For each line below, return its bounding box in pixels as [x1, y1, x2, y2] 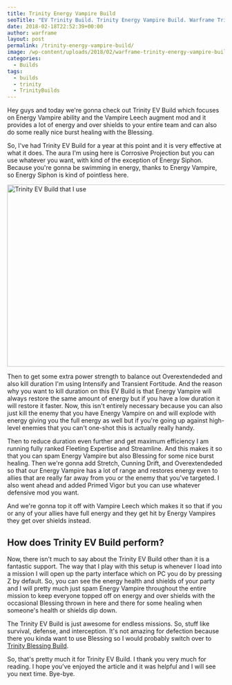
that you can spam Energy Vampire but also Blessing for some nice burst [7, 452, 214, 460]
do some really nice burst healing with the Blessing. [7, 128, 154, 137]
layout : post [7, 36, 45, 43]
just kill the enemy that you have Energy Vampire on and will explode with [7, 409, 216, 418]
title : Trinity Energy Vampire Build [7, 10, 116, 17]
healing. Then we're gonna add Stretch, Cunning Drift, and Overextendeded [7, 459, 223, 467]
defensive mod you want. [7, 488, 79, 497]
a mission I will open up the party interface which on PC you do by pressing [7, 569, 222, 577]
